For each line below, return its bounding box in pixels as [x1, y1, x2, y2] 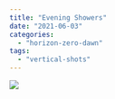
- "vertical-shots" [17, 55, 91, 64]
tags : [9, 47, 30, 56]
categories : [9, 30, 54, 39]
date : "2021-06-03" [9, 22, 83, 31]
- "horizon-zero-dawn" [17, 38, 103, 48]
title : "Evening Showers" [9, 13, 107, 22]
